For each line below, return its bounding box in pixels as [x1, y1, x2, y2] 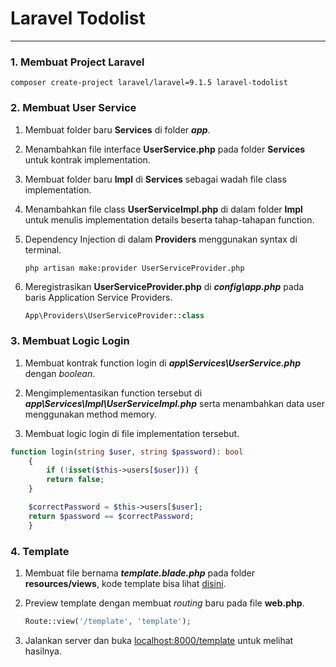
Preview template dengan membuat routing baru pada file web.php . [24, 597, 305, 609]
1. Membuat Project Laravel [10, 55, 145, 69]
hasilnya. [24, 645, 62, 657]
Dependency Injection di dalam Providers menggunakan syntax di [24, 233, 298, 245]
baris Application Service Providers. [24, 291, 173, 303]
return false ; [46, 475, 105, 485]
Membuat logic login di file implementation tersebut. [24, 427, 240, 439]
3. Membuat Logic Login [10, 334, 130, 348]
